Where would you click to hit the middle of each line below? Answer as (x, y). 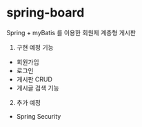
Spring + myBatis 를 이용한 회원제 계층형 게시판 (71, 32)
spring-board (45, 13)
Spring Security (39, 116)
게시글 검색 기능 (38, 88)
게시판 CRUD (34, 79)
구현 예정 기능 (35, 47)
